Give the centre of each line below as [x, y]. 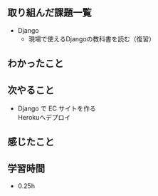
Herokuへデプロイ [44, 118]
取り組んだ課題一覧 [49, 13]
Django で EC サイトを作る [57, 108]
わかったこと [36, 64]
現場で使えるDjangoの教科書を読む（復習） [91, 38]
